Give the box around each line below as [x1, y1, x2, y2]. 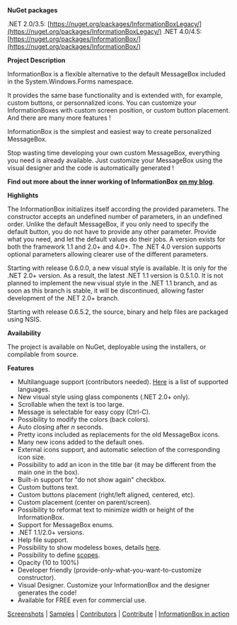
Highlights [7, 191, 39, 199]
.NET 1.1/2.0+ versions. [17, 528, 85, 536]
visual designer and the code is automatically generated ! [7, 164, 175, 172]
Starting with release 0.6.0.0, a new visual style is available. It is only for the [7, 264, 228, 272]
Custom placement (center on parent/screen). [17, 498, 152, 506]
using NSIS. [7, 315, 42, 323]
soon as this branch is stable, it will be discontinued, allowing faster [7, 286, 204, 295]
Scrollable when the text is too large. [17, 400, 125, 408]
